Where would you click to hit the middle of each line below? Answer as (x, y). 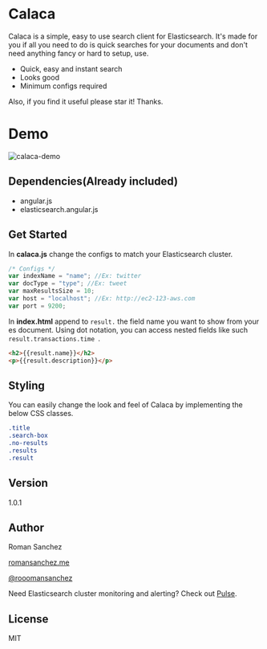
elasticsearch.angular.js (59, 209)
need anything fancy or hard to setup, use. (79, 53)
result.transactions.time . (55, 338)
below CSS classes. (41, 414)
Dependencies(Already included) (93, 182)
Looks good (40, 77)
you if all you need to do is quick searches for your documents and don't (128, 44)
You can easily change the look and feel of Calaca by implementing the (125, 405)
